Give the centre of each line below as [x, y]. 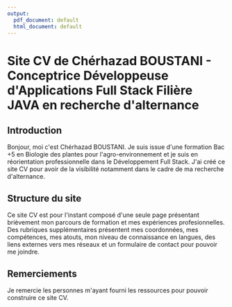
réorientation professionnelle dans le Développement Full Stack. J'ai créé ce [116, 162]
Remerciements [42, 273]
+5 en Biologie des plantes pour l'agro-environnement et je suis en [102, 155]
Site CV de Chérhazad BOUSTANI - [109, 61]
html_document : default [48, 26]
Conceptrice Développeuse [88, 75]
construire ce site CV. [38, 298]
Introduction [35, 130]
